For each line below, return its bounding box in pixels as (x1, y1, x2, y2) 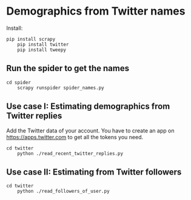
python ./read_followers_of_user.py (17, 188, 110, 195)
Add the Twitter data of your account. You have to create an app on (6, 126, 175, 134)
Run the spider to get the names (6, 63, 129, 74)
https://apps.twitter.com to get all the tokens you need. (6, 133, 144, 140)
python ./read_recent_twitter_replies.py (17, 150, 123, 156)
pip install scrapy (6, 36, 56, 42)
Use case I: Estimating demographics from (6, 102, 170, 112)
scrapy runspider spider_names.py (17, 84, 104, 91)
